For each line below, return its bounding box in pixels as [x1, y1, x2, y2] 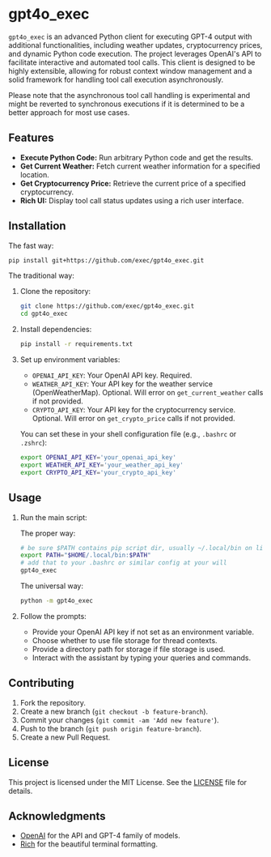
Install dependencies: [19, 325, 92, 335]
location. [19, 169, 50, 179]
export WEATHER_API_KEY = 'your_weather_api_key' [19, 461, 184, 469]
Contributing [8, 676, 74, 690]
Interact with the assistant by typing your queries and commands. [32, 653, 252, 663]
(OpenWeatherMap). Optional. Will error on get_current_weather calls [32, 388, 264, 398]
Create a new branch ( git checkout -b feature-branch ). [19, 706, 209, 716]
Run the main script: [19, 512, 87, 522]
